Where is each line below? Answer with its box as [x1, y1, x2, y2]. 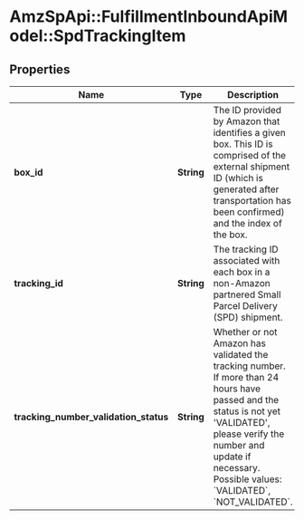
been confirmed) [213, 206, 285, 218]
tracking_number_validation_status [14, 410, 169, 423]
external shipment [213, 160, 290, 173]
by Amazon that [213, 115, 280, 128]
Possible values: [213, 473, 282, 486]
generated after [213, 183, 280, 196]
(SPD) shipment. [213, 311, 283, 323]
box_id [14, 166, 43, 178]
